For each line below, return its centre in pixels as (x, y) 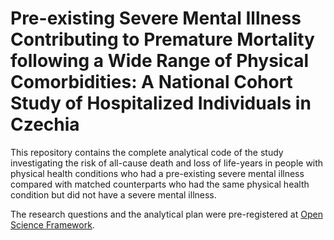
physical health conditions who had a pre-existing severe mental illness (157, 173)
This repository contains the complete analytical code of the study (147, 152)
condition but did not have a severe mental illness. (113, 194)
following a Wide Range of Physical (160, 61)
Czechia (45, 124)
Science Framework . (52, 224)
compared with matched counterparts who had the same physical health (160, 184)
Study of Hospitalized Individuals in (161, 103)
